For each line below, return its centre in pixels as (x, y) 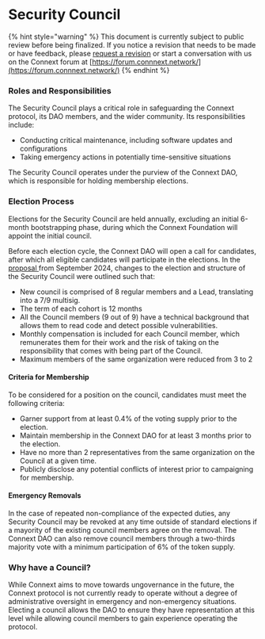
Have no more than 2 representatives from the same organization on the (137, 452)
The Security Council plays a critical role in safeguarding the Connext (121, 108)
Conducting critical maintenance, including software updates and (126, 140)
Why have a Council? (49, 567)
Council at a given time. (58, 461)
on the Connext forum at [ (50, 62)
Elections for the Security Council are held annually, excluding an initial (123, 219)
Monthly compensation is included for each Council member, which (129, 334)
